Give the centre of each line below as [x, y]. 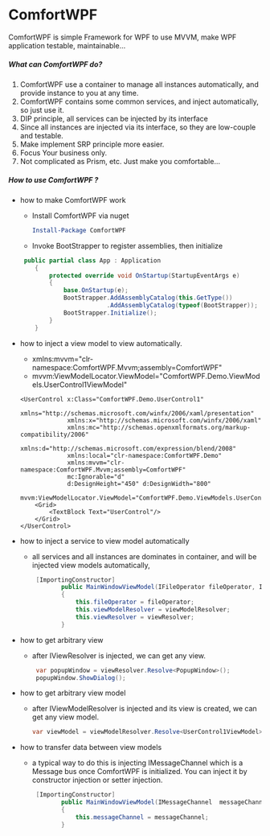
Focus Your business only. [63, 152]
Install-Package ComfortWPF [79, 230]
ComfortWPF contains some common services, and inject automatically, [139, 101]
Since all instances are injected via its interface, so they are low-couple [138, 127]
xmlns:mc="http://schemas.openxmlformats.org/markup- [159, 427]
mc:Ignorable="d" [96, 476]
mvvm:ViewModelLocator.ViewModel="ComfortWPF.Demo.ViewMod [146, 376]
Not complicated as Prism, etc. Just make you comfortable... [120, 161]
